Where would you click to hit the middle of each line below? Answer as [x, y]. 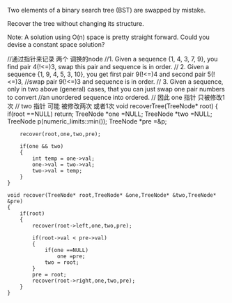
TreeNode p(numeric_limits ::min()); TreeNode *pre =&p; [87, 121]
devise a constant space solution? [56, 44]
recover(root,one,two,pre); [60, 134]
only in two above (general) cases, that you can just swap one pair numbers [116, 89]
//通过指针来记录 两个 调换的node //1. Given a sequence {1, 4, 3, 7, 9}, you [113, 59]
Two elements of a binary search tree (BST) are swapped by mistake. [107, 10]
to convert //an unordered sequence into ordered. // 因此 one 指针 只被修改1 [116, 97]
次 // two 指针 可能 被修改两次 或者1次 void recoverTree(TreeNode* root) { [113, 106]
